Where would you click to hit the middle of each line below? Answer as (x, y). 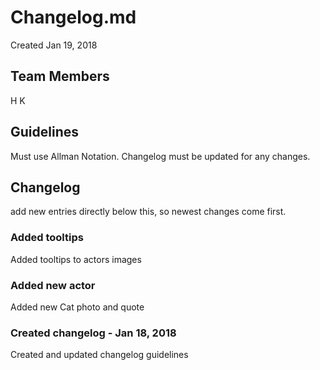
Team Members (60, 76)
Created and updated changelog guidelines (99, 355)
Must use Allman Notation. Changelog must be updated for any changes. (160, 156)
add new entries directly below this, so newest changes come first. (148, 212)
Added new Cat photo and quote (77, 307)
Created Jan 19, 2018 (54, 45)
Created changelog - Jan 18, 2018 (93, 333)
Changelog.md (73, 17)
